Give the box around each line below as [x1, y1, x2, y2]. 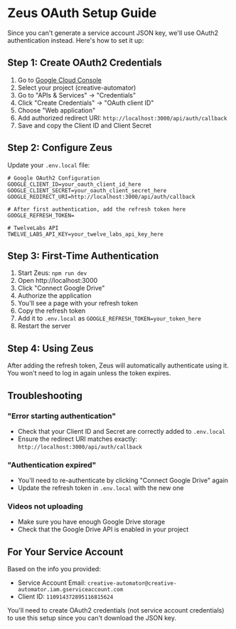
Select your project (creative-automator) [17, 83, 136, 92]
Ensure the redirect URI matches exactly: [17, 435, 137, 443]
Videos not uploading [7, 501, 83, 511]
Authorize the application [17, 291, 92, 300]
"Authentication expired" [7, 459, 97, 469]
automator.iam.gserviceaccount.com [17, 586, 124, 593]
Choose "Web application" [17, 105, 96, 115]
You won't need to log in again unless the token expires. [7, 369, 171, 378]
